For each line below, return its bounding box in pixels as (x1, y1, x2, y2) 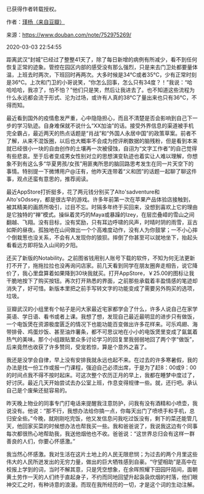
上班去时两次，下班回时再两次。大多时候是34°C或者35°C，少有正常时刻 (16, 71, 197, 78)
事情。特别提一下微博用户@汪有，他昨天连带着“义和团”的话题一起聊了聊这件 (6, 168, 197, 175)
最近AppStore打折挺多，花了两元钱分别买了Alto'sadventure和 (6, 188, 160, 195)
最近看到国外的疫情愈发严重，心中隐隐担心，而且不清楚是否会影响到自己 (6, 114, 187, 122)
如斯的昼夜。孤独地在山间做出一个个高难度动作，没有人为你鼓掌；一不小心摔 (6, 226, 198, 233)
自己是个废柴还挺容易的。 (6, 387, 70, 394)
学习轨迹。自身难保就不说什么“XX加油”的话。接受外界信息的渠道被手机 (16, 122, 194, 129)
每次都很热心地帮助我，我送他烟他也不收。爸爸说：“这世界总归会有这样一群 (6, 430, 195, 437)
